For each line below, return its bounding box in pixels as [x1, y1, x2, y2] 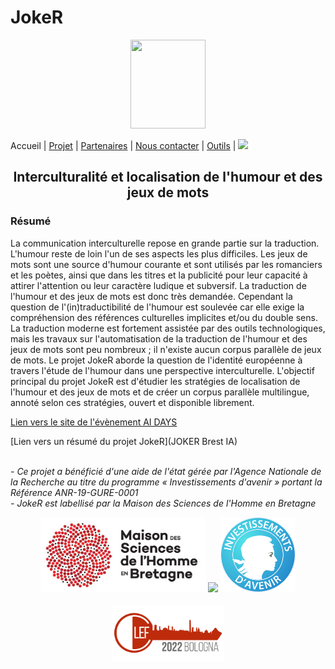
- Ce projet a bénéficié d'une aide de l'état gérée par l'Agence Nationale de [10, 465, 322, 477]
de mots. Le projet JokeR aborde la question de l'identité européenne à [10, 354, 303, 366]
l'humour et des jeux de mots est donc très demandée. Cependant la [10, 290, 293, 302]
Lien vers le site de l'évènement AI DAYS [10, 416, 178, 428]
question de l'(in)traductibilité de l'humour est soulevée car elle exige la [10, 301, 305, 313]
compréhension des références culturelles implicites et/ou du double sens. [10, 311, 318, 323]
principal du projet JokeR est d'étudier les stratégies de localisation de [10, 375, 301, 387]
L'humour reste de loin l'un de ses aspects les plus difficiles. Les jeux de [10, 247, 308, 260]
